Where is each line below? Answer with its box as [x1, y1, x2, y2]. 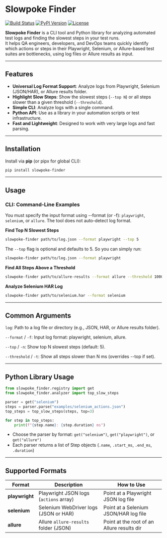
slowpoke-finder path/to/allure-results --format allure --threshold [5, 274, 153, 279]
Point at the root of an [103, 519, 154, 526]
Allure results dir [103, 525, 142, 532]
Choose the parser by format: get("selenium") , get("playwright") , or [12, 431, 155, 437]
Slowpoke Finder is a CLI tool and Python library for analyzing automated [5, 29, 156, 35]
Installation [5, 145, 41, 153]
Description [54, 481, 83, 488]
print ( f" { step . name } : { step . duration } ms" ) [14, 422, 106, 427]
